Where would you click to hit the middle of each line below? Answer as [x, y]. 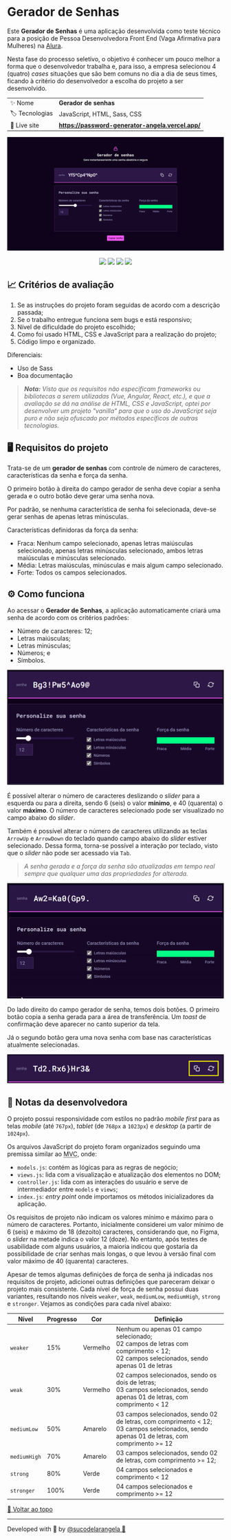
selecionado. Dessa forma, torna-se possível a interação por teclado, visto [113, 846]
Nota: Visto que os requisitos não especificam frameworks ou [112, 389]
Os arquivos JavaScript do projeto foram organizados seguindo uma [104, 1147]
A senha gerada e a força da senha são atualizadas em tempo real [119, 866]
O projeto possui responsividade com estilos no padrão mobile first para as [113, 1119]
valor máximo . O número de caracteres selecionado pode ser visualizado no [115, 811]
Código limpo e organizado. [56, 341]
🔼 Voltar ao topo [30, 1509]
